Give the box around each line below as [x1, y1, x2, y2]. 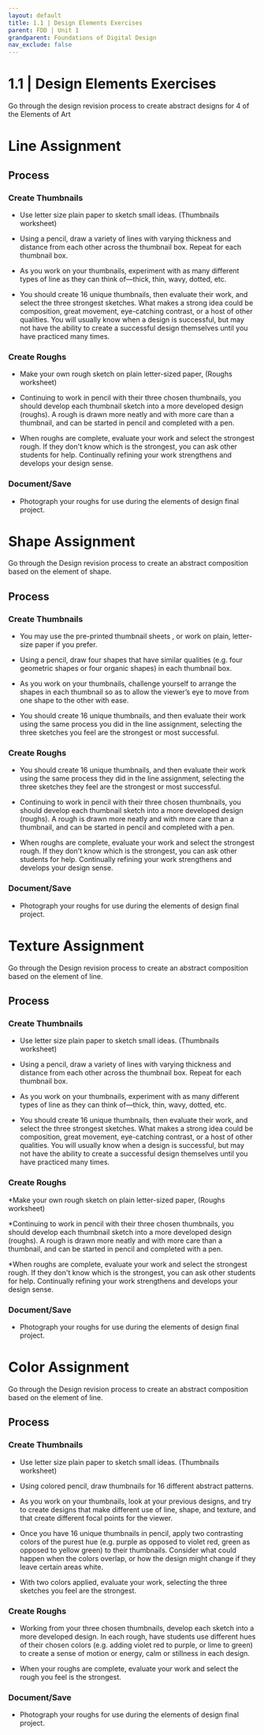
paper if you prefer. [35, 640, 98, 649]
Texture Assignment [8, 937, 144, 954]
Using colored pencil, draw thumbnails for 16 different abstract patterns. [19, 1481, 254, 1490]
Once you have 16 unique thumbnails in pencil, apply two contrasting [19, 1528, 244, 1537]
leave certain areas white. [19, 1562, 104, 1571]
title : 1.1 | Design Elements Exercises [8, 19, 143, 27]
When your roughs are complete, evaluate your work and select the [19, 1664, 239, 1673]
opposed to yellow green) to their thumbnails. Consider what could [19, 1545, 236, 1555]
